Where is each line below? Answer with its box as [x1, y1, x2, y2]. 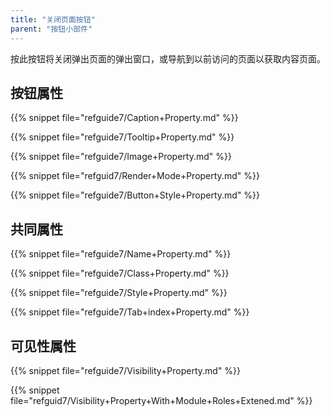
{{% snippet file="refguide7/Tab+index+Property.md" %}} [10, 306, 250, 318]
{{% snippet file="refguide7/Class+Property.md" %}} [10, 267, 230, 280]
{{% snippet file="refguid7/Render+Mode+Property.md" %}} [10, 170, 260, 182]
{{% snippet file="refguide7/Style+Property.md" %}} [10, 287, 228, 299]
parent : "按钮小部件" [10, 24, 93, 34]
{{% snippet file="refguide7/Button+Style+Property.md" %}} [10, 189, 261, 201]
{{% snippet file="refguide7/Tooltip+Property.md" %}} [10, 131, 235, 143]
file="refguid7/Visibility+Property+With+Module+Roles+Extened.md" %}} [10, 394, 313, 406]
